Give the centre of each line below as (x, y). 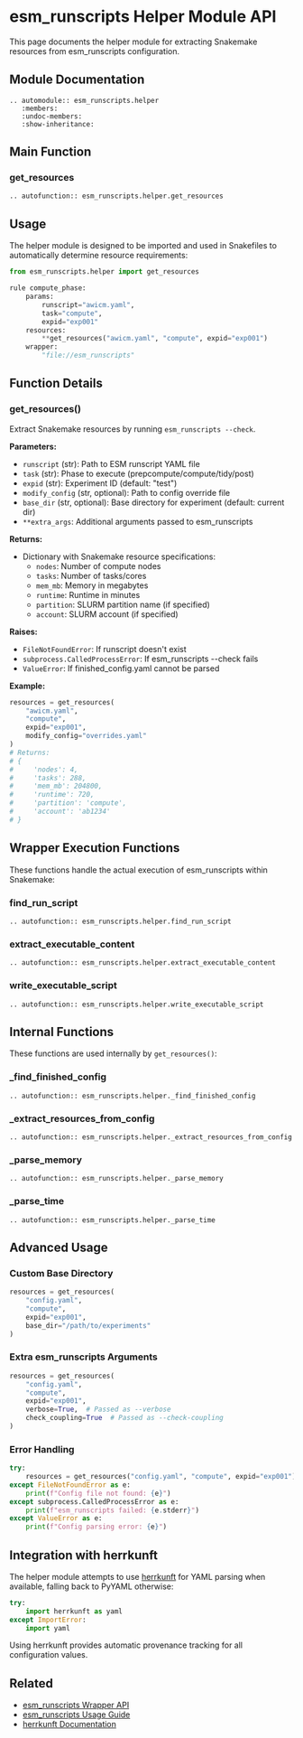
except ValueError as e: (56, 1518)
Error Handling (42, 1449)
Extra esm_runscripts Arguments (83, 1357)
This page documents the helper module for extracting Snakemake (133, 42)
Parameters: (33, 446)
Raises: (23, 631)
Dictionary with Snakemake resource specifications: (119, 556)
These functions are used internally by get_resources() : (114, 1053)
